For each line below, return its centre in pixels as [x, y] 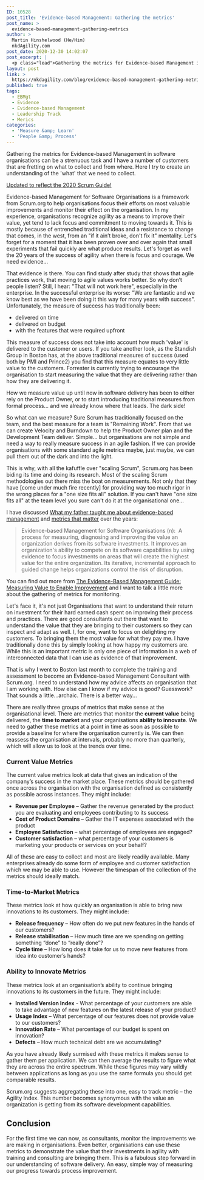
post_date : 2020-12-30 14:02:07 [47, 52]
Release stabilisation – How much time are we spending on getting [99, 936]
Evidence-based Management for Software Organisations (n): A [102, 530]
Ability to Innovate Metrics [46, 972]
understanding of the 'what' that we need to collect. [71, 173]
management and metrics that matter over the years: [72, 519]
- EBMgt [22, 97]
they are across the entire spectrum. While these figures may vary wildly [97, 1067]
